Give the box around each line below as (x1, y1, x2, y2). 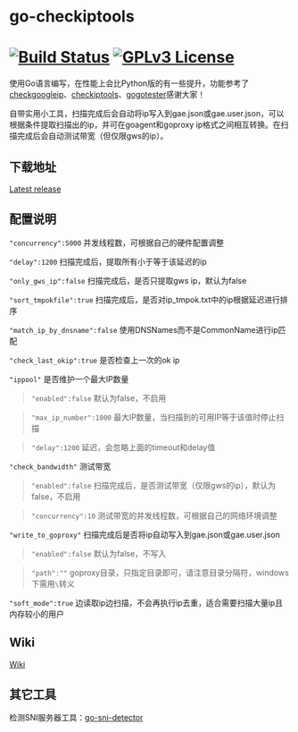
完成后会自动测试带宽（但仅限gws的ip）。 (16, 131, 169, 141)
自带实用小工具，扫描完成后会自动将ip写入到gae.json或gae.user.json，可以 (9, 108, 285, 119)
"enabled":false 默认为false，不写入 (30, 548, 167, 558)
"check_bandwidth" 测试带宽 (9, 461, 112, 472)
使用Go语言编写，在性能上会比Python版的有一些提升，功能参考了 (9, 78, 250, 89)
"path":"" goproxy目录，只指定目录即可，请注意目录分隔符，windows (30, 566, 290, 578)
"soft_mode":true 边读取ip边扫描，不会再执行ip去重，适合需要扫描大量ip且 (9, 597, 284, 608)
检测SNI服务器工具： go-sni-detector (9, 712, 144, 723)
